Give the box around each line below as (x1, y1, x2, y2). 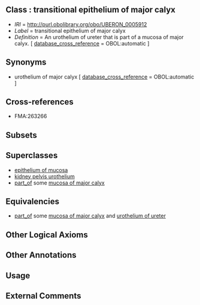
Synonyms (5, 57, 47, 68)
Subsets (5, 130, 37, 140)
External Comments (5, 291, 81, 301)
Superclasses (5, 150, 58, 161)
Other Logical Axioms (5, 229, 88, 240)
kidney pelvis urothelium (14, 173, 75, 180)
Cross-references (5, 97, 74, 107)
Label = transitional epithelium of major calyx (14, 27, 126, 34)
